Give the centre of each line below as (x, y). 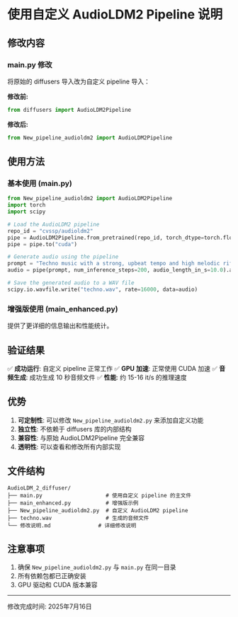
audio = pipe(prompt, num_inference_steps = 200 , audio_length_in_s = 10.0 (115, 270)
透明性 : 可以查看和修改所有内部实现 (69, 446)
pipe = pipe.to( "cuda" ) (42, 244)
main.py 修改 (30, 64)
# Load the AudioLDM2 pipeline (53, 224)
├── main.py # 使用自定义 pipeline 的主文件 (99, 495)
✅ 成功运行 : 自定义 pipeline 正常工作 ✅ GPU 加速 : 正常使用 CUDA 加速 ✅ (112, 368)
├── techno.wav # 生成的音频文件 (78, 518)
